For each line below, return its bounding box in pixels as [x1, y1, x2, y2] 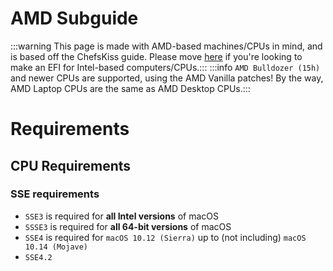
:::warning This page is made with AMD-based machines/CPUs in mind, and [10, 40, 323, 52]
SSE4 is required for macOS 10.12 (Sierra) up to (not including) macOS [24, 231, 307, 243]
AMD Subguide [10, 7, 139, 30]
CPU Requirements [10, 157, 132, 174]
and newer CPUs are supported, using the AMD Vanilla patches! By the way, [10, 72, 324, 84]
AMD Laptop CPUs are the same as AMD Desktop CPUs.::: [10, 82, 251, 94]
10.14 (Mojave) [24, 242, 89, 252]
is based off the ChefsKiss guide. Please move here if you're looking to [10, 50, 303, 62]
